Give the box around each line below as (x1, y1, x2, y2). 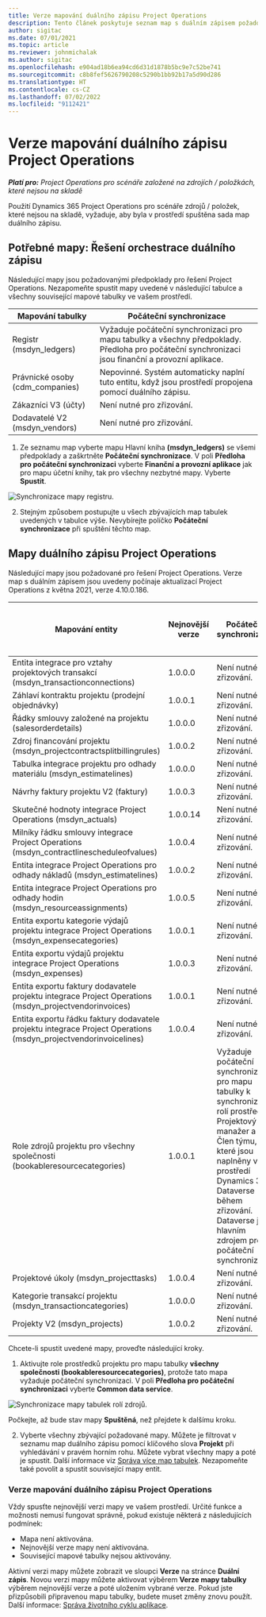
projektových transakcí (12, 666, 97, 677)
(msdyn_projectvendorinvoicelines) (12, 1033, 144, 1044)
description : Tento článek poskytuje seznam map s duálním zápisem (8, 19, 236, 27)
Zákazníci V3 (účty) (12, 399, 85, 410)
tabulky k (216, 1086, 251, 1097)
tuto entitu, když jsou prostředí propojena (99, 376, 253, 388)
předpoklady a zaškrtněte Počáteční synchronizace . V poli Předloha (19, 450, 245, 461)
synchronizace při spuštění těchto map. (19, 523, 152, 533)
